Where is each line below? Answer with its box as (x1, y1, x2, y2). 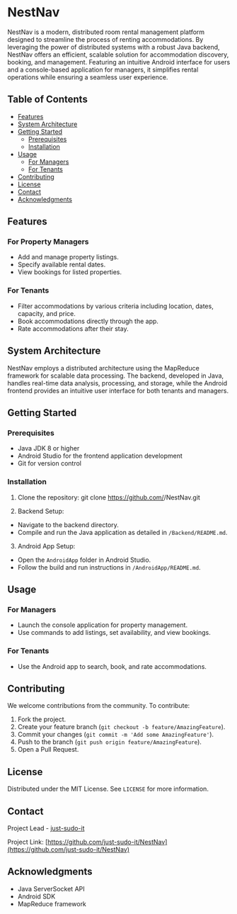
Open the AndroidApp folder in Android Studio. (17, 555, 151, 564)
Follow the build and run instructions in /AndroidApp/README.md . (17, 563, 201, 571)
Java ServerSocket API (17, 884, 85, 893)
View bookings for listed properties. (17, 268, 122, 276)
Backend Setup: (17, 507, 64, 515)
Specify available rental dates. (17, 260, 106, 269)
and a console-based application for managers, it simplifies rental (7, 65, 199, 74)
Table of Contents (7, 94, 88, 106)
